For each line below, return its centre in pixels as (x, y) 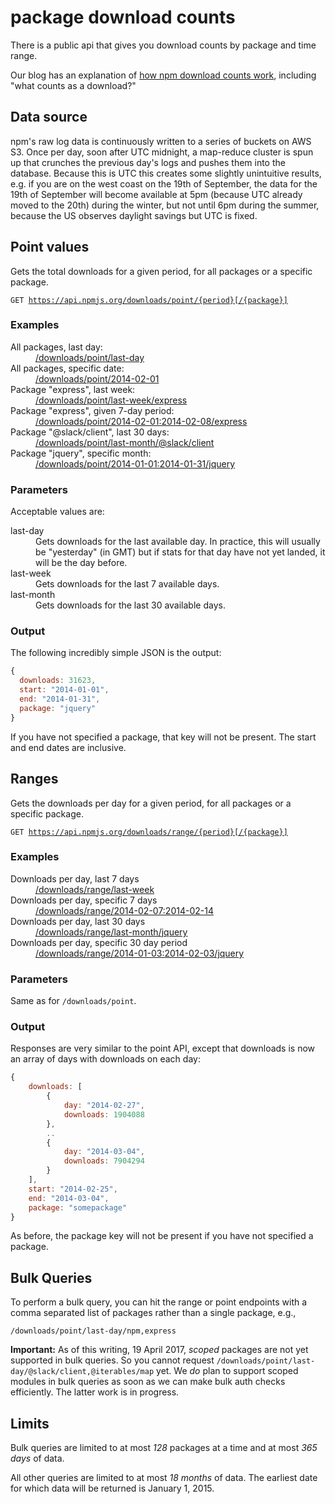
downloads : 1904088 (104, 1114)
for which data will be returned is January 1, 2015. (112, 1488)
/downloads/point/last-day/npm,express (93, 1331)
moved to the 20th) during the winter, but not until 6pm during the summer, (165, 205)
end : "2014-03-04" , (69, 1198)
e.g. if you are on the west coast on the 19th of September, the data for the (164, 183)
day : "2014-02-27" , (104, 1106)
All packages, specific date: (67, 368)
